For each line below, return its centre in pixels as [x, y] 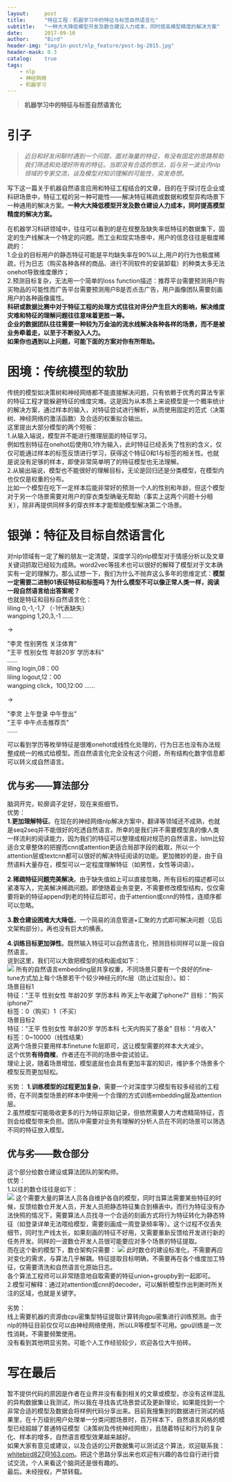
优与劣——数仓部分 [48, 1154]
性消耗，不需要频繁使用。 [43, 1334]
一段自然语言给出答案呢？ [43, 591]
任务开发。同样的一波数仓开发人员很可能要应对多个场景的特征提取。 [104, 1241]
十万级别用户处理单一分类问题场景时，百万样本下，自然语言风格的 [125, 1419]
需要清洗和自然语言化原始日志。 [70, 1267]
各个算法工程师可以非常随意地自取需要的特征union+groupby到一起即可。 [110, 1276]
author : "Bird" [35, 39]
